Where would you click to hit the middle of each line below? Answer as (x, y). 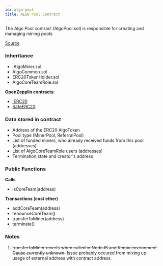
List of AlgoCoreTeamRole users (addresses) (57, 151)
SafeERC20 (24, 106)
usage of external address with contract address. (62, 258)
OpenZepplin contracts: (30, 92)
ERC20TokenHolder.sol (36, 77)
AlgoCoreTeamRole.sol (35, 82)
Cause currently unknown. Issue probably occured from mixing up (79, 253)
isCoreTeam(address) (34, 189)
